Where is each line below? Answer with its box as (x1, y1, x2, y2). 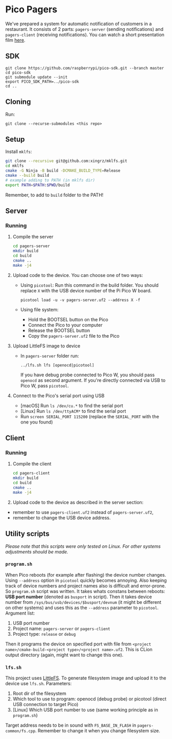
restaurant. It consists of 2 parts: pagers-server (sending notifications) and (5, 26, 163, 32)
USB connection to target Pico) (12, 701, 79, 708)
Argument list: (5, 610, 35, 616)
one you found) (20, 419, 53, 425)
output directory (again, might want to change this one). (5, 652, 124, 658)
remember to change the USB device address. (12, 514, 111, 521)
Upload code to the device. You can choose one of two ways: (12, 272, 143, 278)
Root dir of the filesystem (12, 690, 67, 697)
